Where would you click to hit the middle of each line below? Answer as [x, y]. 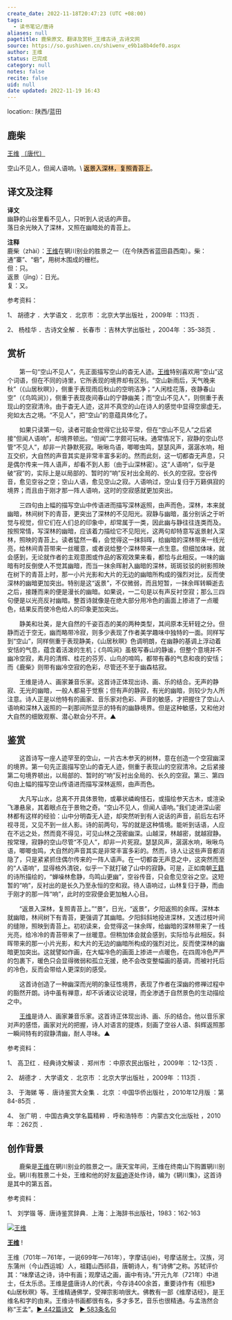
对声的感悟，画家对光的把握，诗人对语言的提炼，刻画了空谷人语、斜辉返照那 [116, 1025]
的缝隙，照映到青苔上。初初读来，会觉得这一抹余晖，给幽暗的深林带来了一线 [116, 926]
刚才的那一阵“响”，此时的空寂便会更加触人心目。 [82, 894]
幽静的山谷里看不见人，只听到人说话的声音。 [71, 218]
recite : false [28, 78]
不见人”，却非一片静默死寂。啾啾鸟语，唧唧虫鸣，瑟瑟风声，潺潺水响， [117, 447]
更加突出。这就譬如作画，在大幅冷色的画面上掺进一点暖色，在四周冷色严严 [119, 952]
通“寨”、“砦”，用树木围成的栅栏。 [55, 259]
